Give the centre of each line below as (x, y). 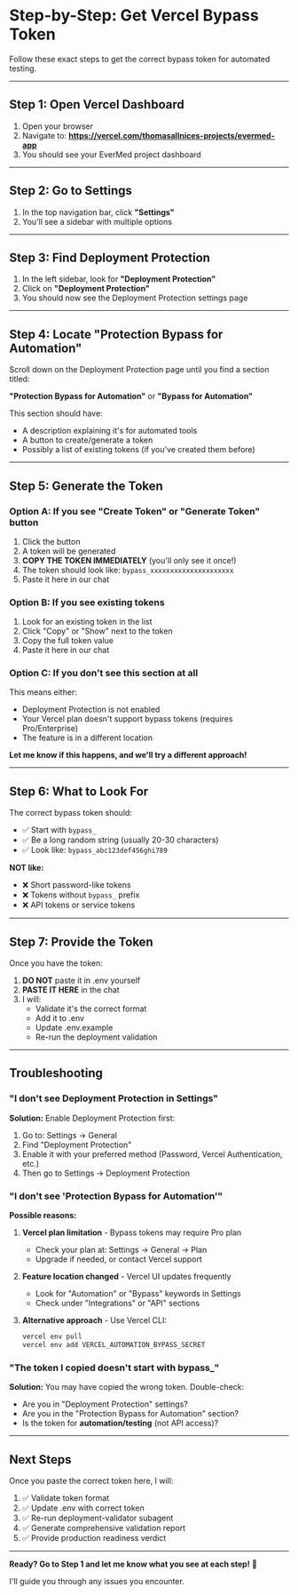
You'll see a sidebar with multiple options (97, 221)
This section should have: (56, 413)
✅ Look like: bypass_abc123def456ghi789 (95, 850)
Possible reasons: (43, 1216)
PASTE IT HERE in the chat (71, 990)
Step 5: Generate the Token (86, 486)
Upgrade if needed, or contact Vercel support (118, 1259)
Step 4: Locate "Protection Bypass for (116, 334)
